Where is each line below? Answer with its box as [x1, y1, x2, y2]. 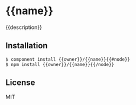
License [5, 78, 35, 88]
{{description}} [5, 24, 42, 31]
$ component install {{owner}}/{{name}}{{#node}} [5, 56, 131, 63]
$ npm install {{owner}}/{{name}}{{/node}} [5, 61, 115, 67]
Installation [5, 41, 48, 51]
